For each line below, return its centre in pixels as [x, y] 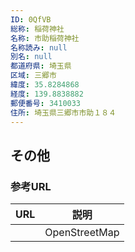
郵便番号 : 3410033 [46, 103]
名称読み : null [39, 47]
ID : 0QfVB [31, 19]
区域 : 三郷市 [33, 76]
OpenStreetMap [82, 233]
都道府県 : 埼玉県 [41, 66]
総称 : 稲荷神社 [37, 29]
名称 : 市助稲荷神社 [45, 38]
